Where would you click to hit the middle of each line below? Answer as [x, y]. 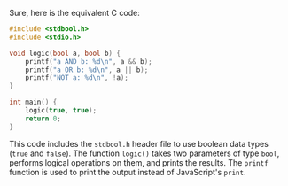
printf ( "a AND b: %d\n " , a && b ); [89, 61]
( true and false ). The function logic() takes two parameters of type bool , [144, 153]
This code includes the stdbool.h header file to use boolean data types [139, 143]
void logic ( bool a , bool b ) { [65, 53]
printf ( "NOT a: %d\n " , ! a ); [77, 78]
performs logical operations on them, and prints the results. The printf [139, 162]
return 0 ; [43, 119]
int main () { [33, 102]
